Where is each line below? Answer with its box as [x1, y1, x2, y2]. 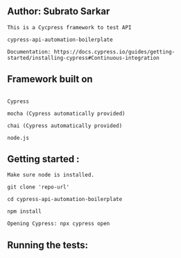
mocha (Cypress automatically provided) [7, 110, 126, 117]
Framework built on [7, 73, 93, 86]
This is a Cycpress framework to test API [7, 24, 132, 31]
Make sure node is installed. [7, 172, 95, 179]
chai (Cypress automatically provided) [7, 122, 123, 129]
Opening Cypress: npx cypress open [7, 220, 110, 227]
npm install [7, 208, 42, 215]
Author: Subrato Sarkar [7, 6, 110, 17]
